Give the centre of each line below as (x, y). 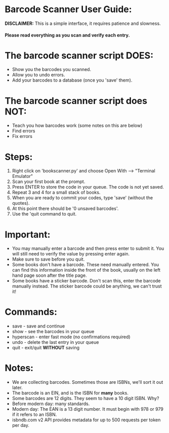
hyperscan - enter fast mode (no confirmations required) (71, 337)
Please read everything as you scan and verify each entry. (67, 35)
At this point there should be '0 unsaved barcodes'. (65, 208)
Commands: (31, 312)
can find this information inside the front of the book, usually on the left (86, 270)
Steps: (19, 157)
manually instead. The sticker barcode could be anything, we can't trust (87, 286)
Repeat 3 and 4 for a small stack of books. (56, 192)
